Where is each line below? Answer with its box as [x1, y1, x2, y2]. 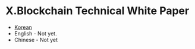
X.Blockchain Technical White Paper [5, 4, 190, 18]
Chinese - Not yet [14, 36, 58, 43]
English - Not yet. [14, 30, 57, 37]
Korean [14, 24, 32, 31]
